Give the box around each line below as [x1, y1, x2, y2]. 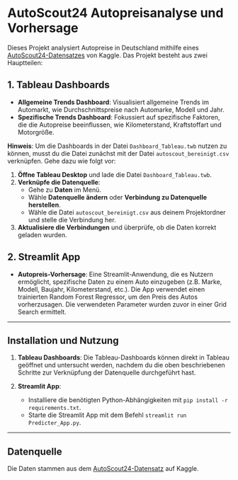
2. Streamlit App [7, 251, 81, 263]
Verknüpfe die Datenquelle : [17, 178, 101, 186]
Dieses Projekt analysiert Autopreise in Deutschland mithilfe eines [7, 43, 200, 52]
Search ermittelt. [17, 307, 67, 316]
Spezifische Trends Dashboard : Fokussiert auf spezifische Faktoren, [17, 113, 221, 121]
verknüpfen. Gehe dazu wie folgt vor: [7, 156, 116, 165]
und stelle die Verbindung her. [28, 215, 116, 224]
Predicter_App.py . [28, 418, 81, 427]
